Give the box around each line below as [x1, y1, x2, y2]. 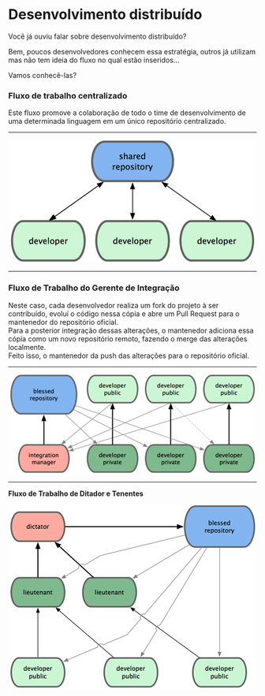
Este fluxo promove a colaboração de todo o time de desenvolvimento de [8, 108, 246, 117]
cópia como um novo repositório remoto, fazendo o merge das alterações [8, 333, 248, 344]
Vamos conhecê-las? [8, 70, 77, 80]
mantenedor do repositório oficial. [8, 317, 119, 326]
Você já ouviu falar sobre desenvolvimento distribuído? [8, 32, 187, 41]
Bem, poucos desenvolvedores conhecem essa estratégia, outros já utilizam [8, 47, 256, 56]
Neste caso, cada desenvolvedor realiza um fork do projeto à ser [8, 300, 219, 310]
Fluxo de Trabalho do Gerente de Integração [8, 282, 180, 293]
